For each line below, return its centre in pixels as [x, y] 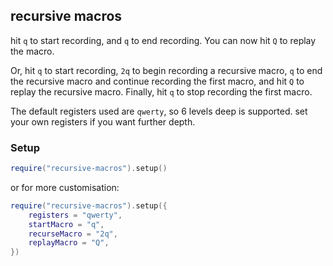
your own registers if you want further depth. [103, 121]
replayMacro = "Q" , [69, 243]
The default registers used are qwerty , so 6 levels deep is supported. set [159, 111]
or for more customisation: [65, 187]
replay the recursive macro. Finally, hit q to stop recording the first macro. [161, 91]
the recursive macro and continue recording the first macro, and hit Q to [157, 81]
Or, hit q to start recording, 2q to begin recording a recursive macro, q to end [166, 70]
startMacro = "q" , [66, 224]
